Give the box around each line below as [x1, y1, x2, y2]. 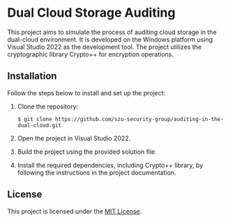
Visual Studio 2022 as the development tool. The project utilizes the [7, 42, 202, 51]
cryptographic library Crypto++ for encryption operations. [7, 50, 174, 58]
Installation [7, 70, 57, 82]
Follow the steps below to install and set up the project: [7, 88, 166, 97]
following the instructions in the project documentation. [17, 168, 176, 177]
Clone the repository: [17, 102, 79, 111]
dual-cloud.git [17, 122, 62, 129]
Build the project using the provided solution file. [17, 148, 157, 156]
